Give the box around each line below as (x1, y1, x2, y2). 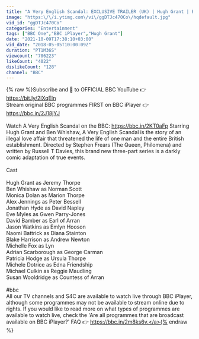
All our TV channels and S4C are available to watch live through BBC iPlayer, (6, 293, 192, 300)
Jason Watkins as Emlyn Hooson (6, 223, 86, 230)
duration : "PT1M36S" (6, 47, 57, 53)
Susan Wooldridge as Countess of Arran (6, 274, 105, 281)
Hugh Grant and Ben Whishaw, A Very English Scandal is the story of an (6, 129, 182, 136)
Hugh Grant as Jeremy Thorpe (6, 179, 81, 186)
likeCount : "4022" (6, 58, 52, 64)
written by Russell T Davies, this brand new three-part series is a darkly (6, 148, 181, 155)
